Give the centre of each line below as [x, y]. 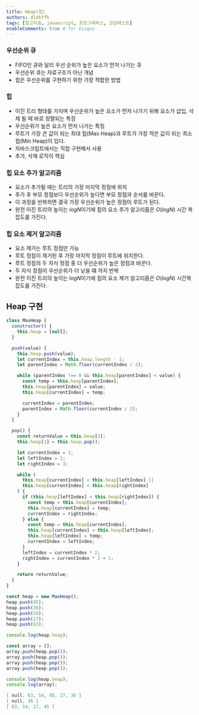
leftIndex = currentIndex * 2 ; [61, 553]
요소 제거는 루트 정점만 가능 [47, 248]
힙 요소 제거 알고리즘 [34, 234]
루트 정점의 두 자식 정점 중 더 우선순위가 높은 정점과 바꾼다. [84, 263]
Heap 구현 [25, 306]
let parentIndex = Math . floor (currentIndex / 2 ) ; [80, 365]
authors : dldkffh [28, 17]
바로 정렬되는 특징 [55, 118]
